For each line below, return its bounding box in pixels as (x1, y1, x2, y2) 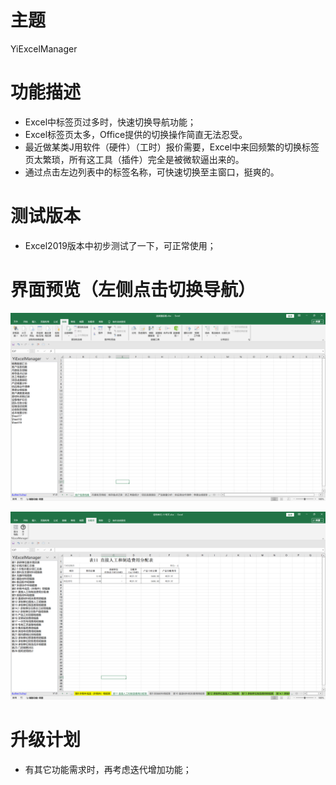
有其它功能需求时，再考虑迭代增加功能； (24, 764, 192, 776)
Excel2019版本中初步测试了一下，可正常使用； (24, 239, 217, 251)
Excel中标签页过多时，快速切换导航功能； (24, 116, 197, 128)
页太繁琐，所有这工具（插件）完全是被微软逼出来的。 (24, 153, 245, 165)
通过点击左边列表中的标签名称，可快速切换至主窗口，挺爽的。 (24, 166, 280, 178)
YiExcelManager (10, 42, 78, 55)
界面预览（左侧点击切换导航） (10, 279, 257, 301)
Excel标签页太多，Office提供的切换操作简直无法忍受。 (24, 128, 248, 140)
